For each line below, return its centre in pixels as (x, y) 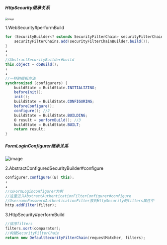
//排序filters (19, 224)
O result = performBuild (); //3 (47, 120)
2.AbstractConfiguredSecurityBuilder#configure (54, 168)
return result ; (30, 129)
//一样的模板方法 (20, 78)
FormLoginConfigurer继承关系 (37, 146)
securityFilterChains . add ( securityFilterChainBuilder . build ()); (82, 41)
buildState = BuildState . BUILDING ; (51, 115)
